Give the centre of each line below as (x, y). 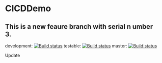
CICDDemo (28, 9)
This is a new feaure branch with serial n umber (79, 27)
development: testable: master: (66, 46)
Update (13, 55)
